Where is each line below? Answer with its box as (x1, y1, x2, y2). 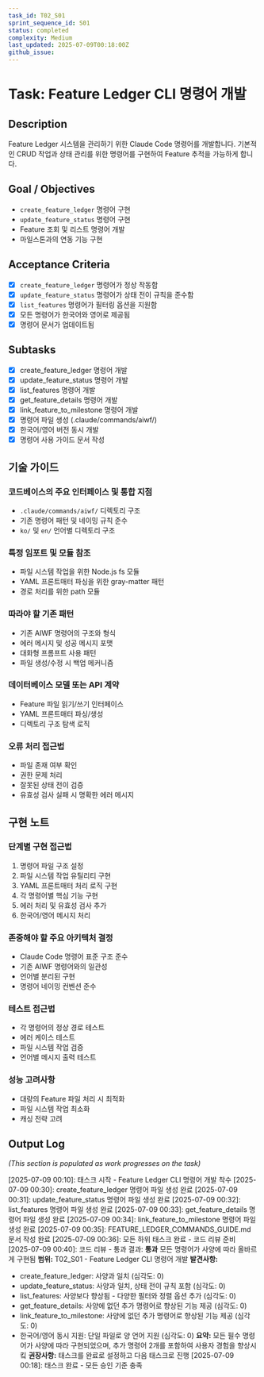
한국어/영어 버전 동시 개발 (19, 425, 99, 435)
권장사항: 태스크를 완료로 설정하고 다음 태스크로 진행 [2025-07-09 (28, 1350, 235, 1360)
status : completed (8, 26, 69, 34)
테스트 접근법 (8, 1003, 55, 1014)
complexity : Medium (8, 33, 73, 42)
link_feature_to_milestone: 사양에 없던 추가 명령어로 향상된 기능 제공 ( (19, 1310, 238, 1320)
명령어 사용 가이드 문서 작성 (19, 435, 105, 444)
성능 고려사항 (8, 1075, 55, 1086)
